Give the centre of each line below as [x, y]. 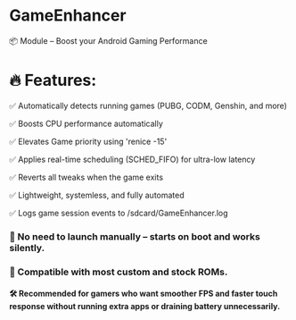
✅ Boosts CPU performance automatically [86, 123]
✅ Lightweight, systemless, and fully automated [97, 195]
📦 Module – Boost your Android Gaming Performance [108, 40]
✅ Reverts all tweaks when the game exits [86, 177]
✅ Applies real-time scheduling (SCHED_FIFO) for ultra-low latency [132, 159]
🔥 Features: [53, 80]
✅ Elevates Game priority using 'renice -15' [88, 141]
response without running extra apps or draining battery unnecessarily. [145, 307]
